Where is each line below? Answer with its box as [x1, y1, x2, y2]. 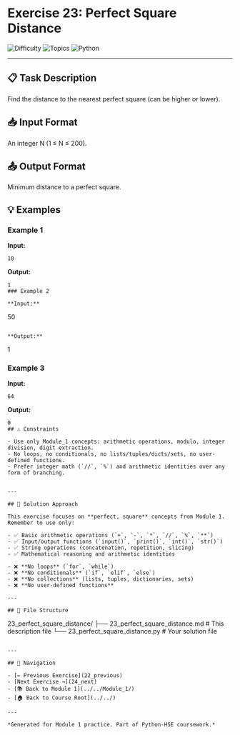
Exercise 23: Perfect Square [7, 5, 177, 21]
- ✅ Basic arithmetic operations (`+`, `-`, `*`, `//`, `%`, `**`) [7, 532, 214, 539]
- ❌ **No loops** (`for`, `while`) [7, 563, 114, 571]
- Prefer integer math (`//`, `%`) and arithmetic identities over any [7, 463, 225, 471]
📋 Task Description [7, 72, 97, 84]
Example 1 [7, 225, 44, 235]
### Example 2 [7, 288, 50, 295]
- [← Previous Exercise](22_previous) [7, 672, 123, 679]
